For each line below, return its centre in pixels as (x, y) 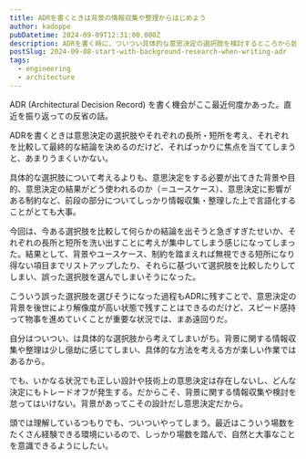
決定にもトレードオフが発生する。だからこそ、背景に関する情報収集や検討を (153, 391)
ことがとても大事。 (45, 212)
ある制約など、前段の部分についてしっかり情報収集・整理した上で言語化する (153, 200)
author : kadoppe (40, 26)
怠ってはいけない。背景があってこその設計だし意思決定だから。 (129, 403)
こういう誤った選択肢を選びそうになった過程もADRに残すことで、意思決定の (153, 296)
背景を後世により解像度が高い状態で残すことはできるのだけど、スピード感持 (153, 308)
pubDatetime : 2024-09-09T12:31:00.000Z (85, 35)
